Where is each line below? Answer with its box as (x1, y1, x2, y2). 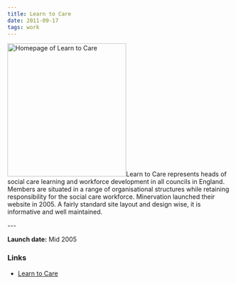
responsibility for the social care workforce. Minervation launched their (7, 192, 215, 201)
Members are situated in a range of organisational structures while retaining (7, 185, 230, 194)
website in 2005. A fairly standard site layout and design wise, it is (7, 200, 201, 209)
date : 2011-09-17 (7, 17, 59, 24)
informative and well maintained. (7, 207, 103, 217)
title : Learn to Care (7, 10, 72, 18)
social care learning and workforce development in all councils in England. (7, 177, 225, 186)
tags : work (7, 23, 40, 31)
